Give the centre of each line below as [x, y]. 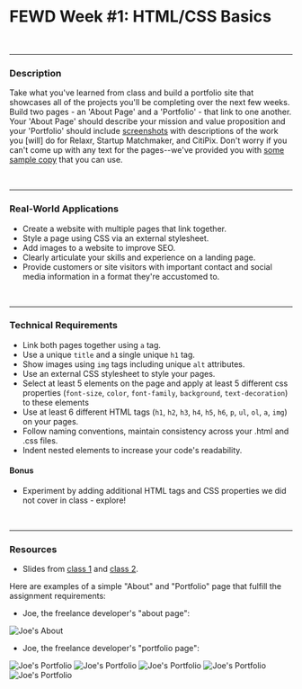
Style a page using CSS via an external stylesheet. [115, 238]
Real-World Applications [64, 209]
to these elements [56, 402]
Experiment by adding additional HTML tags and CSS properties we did [154, 491]
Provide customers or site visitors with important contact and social [147, 266]
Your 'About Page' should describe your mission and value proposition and [147, 121]
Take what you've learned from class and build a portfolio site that [132, 93]
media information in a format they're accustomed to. [121, 276]
